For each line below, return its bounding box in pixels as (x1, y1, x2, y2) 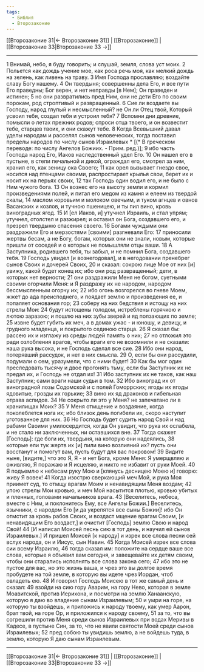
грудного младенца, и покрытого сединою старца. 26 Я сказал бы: (6, 326, 180, 333)
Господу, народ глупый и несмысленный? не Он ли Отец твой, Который (6, 106, 192, 113)
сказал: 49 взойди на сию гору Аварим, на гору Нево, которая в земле (6, 584, 191, 591)
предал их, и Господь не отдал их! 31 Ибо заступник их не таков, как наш (6, 371, 197, 378)
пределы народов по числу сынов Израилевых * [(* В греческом (6, 138, 175, 146)
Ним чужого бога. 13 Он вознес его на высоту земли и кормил (6, 183, 169, 191)
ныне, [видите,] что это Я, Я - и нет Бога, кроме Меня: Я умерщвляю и (6, 454, 189, 462)
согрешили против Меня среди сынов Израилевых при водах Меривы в (6, 616, 194, 623)
